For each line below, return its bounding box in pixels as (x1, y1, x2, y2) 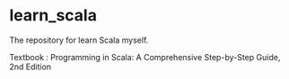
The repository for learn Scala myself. (9, 35, 149, 45)
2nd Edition (9, 61, 52, 72)
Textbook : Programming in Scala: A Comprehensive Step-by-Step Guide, (9, 51, 281, 62)
